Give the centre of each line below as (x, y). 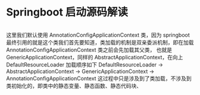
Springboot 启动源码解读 (67, 12)
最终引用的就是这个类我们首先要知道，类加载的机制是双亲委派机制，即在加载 (100, 42)
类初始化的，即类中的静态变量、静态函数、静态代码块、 (74, 85)
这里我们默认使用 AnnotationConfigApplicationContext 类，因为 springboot (98, 35)
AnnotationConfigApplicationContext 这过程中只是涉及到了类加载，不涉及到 (99, 78)
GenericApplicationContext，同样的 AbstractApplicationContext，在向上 (95, 57)
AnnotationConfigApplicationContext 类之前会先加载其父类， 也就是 (89, 50)
